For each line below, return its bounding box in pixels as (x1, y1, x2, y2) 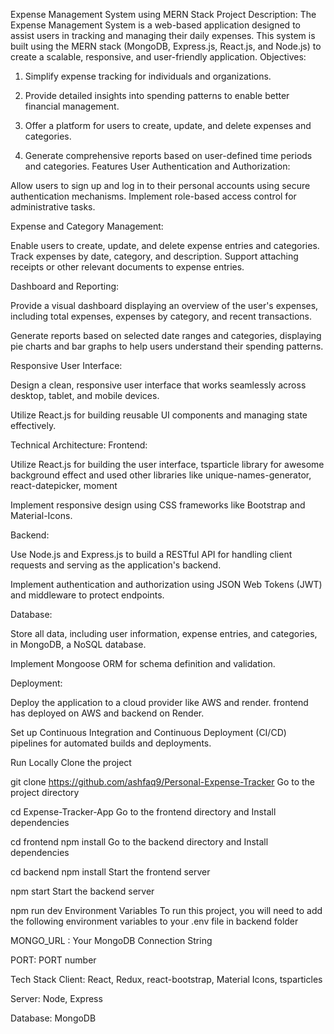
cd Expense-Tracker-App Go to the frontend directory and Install (10, 806, 277, 818)
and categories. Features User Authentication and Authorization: (24, 160, 291, 172)
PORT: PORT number (10, 954, 97, 966)
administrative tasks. (10, 201, 96, 213)
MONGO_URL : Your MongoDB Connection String (10, 935, 213, 946)
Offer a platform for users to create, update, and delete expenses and (24, 120, 312, 131)
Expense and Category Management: (10, 220, 164, 232)
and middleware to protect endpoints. (10, 589, 165, 601)
